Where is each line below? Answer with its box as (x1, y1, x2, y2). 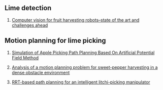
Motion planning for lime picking (4, 36, 106, 45)
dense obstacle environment (11, 69, 70, 75)
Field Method (11, 55, 39, 60)
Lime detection (4, 4, 52, 12)
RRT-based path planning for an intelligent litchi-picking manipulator (11, 79, 151, 85)
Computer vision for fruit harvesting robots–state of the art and (11, 17, 140, 23)
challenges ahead (11, 22, 48, 28)
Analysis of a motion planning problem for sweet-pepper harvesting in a (11, 64, 158, 70)
